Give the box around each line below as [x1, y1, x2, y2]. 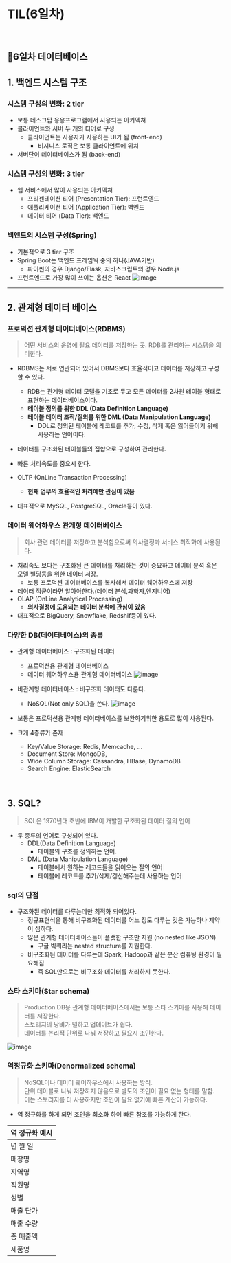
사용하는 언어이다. [37, 430, 86, 438]
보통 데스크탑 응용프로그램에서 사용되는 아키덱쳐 [16, 116, 146, 124]
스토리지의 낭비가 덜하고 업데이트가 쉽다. [23, 1020, 133, 1029]
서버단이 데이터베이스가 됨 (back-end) [16, 150, 121, 159]
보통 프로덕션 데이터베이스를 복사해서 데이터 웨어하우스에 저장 [27, 578, 193, 586]
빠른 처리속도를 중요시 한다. [16, 460, 91, 468]
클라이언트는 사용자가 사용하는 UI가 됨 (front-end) [27, 133, 163, 142]
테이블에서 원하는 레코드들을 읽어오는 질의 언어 [37, 863, 163, 871]
